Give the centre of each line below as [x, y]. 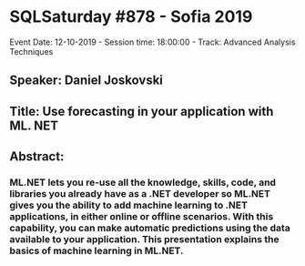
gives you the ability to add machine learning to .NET [129, 205]
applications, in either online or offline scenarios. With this [142, 217]
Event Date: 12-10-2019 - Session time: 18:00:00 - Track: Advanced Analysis [152, 42]
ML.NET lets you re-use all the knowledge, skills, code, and [142, 182]
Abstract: [37, 157]
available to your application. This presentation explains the [144, 240]
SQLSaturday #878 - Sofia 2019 [131, 17]
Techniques [31, 51]
